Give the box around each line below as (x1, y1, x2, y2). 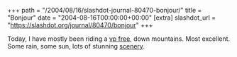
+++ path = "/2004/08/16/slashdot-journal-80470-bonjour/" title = (7, 6, 202, 14)
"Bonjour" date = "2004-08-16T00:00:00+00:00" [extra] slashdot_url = (7, 13, 216, 22)
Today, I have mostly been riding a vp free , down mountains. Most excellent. (7, 34, 231, 43)
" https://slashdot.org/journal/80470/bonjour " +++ (7, 21, 154, 29)
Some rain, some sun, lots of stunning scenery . (7, 42, 145, 50)
